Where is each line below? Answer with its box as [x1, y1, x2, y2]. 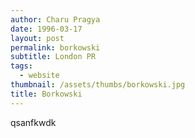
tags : [10, 61, 33, 71]
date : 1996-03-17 [10, 24, 83, 34]
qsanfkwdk [10, 116, 57, 128]
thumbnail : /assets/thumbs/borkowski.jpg [10, 80, 186, 90]
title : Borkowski [10, 89, 83, 99]
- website [19, 71, 60, 81]
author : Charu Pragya [10, 14, 101, 25]
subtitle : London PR [10, 52, 97, 62]
